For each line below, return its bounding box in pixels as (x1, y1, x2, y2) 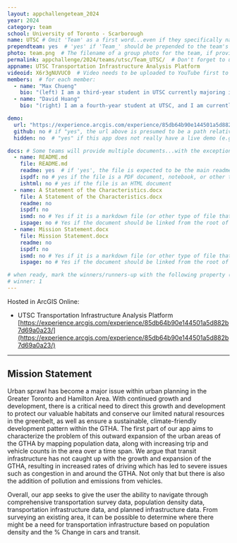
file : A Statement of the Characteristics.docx (20, 193, 162, 200)
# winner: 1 (7, 278, 42, 286)
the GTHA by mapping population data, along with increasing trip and (7, 439, 209, 448)
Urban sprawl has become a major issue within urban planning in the (7, 386, 207, 395)
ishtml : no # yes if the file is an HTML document (20, 180, 172, 187)
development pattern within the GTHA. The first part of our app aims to (7, 424, 214, 432)
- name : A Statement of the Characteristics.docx (13, 186, 162, 194)
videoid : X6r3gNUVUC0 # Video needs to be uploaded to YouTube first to (7, 69, 229, 76)
